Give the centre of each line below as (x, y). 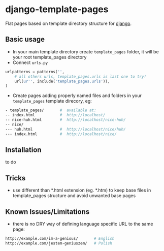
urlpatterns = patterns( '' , (35, 72)
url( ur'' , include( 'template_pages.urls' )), (62, 81)
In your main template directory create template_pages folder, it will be (86, 51)
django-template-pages (57, 9)
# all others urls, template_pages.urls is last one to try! (80, 76)
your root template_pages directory (50, 57)
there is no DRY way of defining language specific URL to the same (83, 224)
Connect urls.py (30, 62)
